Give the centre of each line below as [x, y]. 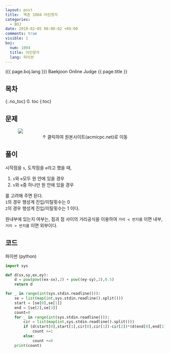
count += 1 [42, 331]
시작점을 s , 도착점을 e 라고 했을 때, [38, 168]
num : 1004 [20, 48]
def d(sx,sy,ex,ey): [27, 275]
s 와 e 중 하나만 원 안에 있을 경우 [43, 185]
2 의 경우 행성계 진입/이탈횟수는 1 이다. [42, 208]
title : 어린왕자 [25, 52]
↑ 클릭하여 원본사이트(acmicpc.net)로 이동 [85, 137]
